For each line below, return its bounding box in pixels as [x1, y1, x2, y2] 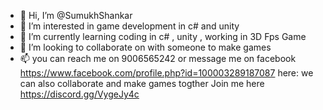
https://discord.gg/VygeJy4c [19, 88, 140, 100]
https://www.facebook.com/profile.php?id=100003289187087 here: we [19, 67, 314, 79]
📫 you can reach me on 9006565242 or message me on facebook [19, 53, 297, 64]
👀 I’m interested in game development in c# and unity [19, 20, 240, 32]
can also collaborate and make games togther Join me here [19, 78, 265, 89]
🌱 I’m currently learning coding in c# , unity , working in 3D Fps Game [19, 31, 307, 42]
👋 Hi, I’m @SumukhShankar [19, 10, 133, 21]
